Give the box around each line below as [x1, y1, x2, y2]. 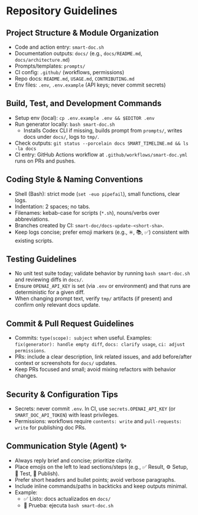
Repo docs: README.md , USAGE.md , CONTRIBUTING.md [14, 75, 135, 82]
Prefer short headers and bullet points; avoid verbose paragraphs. [14, 476, 176, 483]
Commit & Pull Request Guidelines [6, 319, 134, 329]
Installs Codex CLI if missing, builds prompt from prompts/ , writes [23, 126, 183, 134]
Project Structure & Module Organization [6, 28, 159, 38]
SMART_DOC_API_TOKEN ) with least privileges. [14, 411, 119, 419]
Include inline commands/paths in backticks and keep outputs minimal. [14, 482, 188, 489]
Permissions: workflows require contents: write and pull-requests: [14, 418, 182, 425]
